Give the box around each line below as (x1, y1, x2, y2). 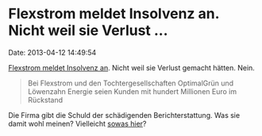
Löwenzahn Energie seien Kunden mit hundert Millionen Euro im (27, 86, 237, 96)
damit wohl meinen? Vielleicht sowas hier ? (8, 119, 147, 128)
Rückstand (27, 95, 64, 104)
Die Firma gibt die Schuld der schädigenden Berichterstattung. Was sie (8, 110, 241, 119)
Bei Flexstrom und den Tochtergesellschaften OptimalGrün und (27, 78, 234, 88)
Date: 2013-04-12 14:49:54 (8, 47, 97, 57)
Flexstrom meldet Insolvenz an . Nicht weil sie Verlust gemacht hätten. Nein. (8, 62, 256, 72)
